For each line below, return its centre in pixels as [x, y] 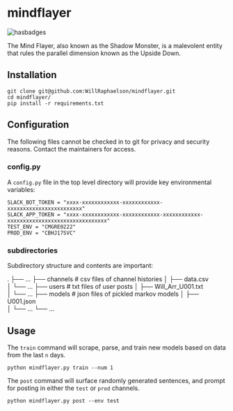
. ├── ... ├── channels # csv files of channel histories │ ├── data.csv [108, 279]
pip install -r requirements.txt [56, 103]
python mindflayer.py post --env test [63, 401]
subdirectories [32, 251]
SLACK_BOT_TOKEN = [34, 202]
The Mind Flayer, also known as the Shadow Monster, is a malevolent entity [115, 45]
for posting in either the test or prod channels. [74, 388]
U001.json [22, 301]
